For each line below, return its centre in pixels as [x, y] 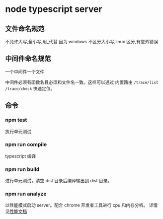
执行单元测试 [18, 131]
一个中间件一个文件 [25, 72]
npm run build [22, 169]
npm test [16, 120]
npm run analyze [26, 194]
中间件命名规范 [28, 59]
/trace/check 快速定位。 [30, 88]
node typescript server [54, 9]
